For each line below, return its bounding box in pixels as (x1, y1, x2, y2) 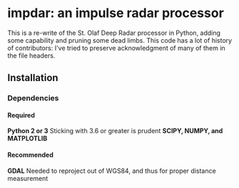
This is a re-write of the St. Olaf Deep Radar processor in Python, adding (7, 28, 221, 37)
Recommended (7, 151, 54, 160)
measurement (7, 174, 49, 182)
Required (7, 110, 36, 119)
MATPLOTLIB (7, 134, 48, 143)
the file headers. (7, 51, 56, 60)
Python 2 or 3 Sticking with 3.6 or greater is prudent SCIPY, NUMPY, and (7, 127, 223, 135)
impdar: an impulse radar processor (7, 5, 225, 21)
